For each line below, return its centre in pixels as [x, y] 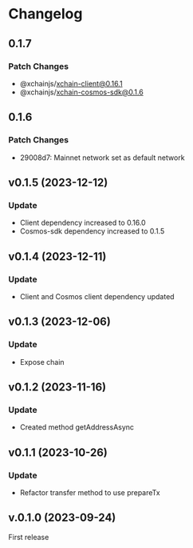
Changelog [45, 14]
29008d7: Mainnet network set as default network [102, 158]
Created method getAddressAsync [77, 427]
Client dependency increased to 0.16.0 [83, 223]
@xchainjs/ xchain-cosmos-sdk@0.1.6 [81, 92]
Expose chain [42, 362]
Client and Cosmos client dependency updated [97, 296]
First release [29, 537]
